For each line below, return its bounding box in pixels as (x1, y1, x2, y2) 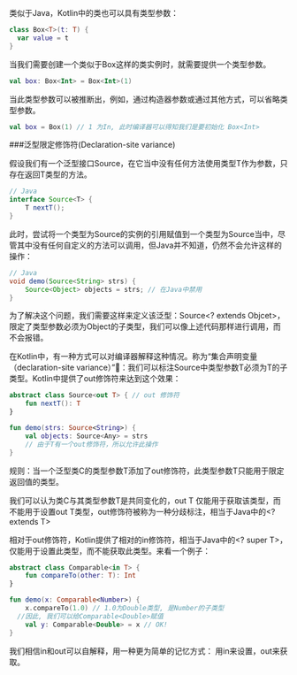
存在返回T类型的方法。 (9, 169, 93, 180)
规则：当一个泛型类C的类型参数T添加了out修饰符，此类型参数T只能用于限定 (9, 465, 285, 476)
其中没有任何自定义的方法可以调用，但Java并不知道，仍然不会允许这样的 (16, 240, 283, 250)
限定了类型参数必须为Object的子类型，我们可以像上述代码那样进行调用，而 (9, 321, 281, 332)
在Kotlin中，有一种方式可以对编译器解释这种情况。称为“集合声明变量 (9, 351, 258, 362)
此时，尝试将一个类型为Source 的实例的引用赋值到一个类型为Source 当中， (9, 228, 278, 239)
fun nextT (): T (25, 399, 81, 409)
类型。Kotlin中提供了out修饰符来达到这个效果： (9, 373, 181, 384)
